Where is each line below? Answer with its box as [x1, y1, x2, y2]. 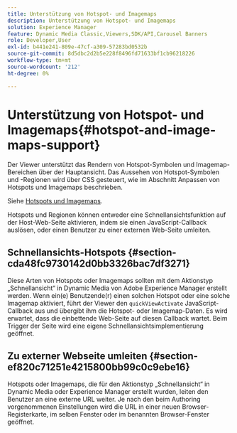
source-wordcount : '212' [7, 63, 81, 70]
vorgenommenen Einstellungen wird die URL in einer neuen [7, 402, 181, 411]
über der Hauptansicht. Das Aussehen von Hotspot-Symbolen [38, 168, 220, 176]
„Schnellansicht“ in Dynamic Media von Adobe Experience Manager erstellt [7, 284, 227, 292]
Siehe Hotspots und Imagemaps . [7, 197, 103, 205]
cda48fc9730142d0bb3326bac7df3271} [7, 257, 190, 269]
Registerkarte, [7, 410, 49, 419]
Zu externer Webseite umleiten [7, 350, 148, 362]
